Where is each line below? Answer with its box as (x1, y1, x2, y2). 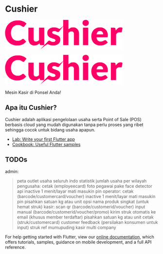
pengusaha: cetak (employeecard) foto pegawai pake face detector (17, 183, 152, 189)
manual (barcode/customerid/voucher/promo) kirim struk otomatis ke (17, 209, 156, 215)
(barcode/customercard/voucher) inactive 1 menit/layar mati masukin (17, 193, 156, 199)
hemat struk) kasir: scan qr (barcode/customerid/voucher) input (17, 203, 145, 210)
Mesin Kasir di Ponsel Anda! (5, 89, 61, 95)
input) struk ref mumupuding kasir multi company (17, 224, 116, 230)
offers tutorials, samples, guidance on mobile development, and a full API (5, 239, 152, 245)
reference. (5, 244, 26, 250)
